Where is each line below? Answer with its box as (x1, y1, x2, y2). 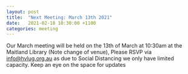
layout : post (6, 8, 39, 15)
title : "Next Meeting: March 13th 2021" (6, 14, 113, 20)
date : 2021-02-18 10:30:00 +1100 (6, 20, 96, 26)
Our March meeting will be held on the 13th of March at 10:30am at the (6, 42, 183, 49)
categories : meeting (6, 25, 59, 32)
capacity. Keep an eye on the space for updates (6, 61, 126, 69)
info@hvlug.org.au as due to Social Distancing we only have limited (6, 55, 174, 62)
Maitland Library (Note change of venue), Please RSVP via (6, 49, 152, 56)
